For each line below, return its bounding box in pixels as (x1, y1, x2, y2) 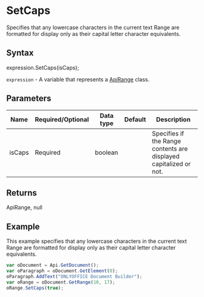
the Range (151, 137, 181, 145)
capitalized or (151, 159, 191, 168)
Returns (6, 188, 38, 198)
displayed (151, 152, 180, 160)
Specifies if (151, 129, 184, 137)
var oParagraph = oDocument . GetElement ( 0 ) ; (6, 268, 118, 274)
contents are (151, 144, 188, 152)
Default (124, 115, 146, 123)
